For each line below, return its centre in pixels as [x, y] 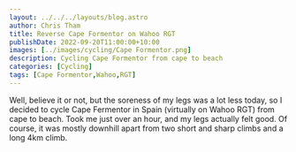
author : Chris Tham [45, 26]
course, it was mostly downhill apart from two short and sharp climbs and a [147, 128]
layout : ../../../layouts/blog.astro [79, 17]
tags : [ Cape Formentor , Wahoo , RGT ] [73, 75]
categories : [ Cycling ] [51, 67]
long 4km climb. [38, 137]
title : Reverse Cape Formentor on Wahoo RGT [92, 34]
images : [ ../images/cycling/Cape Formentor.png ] [100, 50]
